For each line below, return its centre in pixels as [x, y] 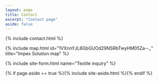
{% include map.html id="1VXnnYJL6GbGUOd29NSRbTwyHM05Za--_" [79, 48]
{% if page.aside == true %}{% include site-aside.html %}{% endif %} [79, 73]
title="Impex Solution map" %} [37, 54]
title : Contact [21, 15]
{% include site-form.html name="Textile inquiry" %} [60, 63]
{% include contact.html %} [34, 38]
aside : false [19, 24]
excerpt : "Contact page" [31, 19]
